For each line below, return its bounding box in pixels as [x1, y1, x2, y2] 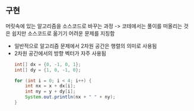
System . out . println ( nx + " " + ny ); [25, 94, 116, 100]
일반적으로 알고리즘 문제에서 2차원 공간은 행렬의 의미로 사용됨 [14, 42, 157, 49]
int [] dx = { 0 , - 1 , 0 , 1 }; [14, 61, 81, 67]
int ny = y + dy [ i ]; [25, 89, 76, 94]
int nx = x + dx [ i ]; [25, 83, 76, 89]
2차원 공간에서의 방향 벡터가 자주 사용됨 [14, 50, 106, 57]
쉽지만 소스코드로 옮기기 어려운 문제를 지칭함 [11, 30, 115, 37]
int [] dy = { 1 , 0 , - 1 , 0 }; [14, 67, 81, 73]
